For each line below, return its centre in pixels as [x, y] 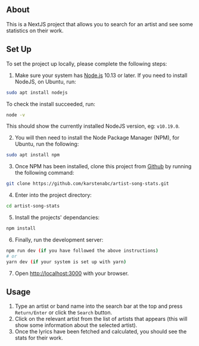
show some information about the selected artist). [76, 325]
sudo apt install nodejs [37, 92]
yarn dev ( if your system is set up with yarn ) [66, 262]
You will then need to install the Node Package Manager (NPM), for [97, 138]
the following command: [44, 173]
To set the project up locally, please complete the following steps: [87, 64]
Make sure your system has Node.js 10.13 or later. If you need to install [101, 75]
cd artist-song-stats [33, 206]
